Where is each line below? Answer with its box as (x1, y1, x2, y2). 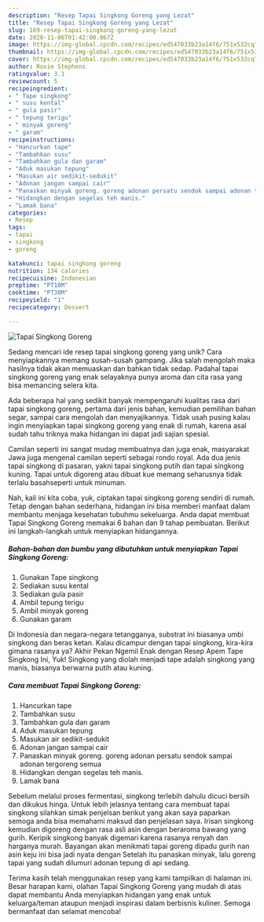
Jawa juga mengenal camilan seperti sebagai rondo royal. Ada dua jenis (8, 453, 241, 462)
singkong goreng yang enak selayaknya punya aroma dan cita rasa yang (8, 372, 243, 381)
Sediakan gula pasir (19, 589, 84, 598)
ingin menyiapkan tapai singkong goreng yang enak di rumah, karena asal (8, 421, 247, 430)
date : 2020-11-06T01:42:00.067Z (8, 33, 114, 42)
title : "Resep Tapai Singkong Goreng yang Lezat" (8, 19, 174, 27)
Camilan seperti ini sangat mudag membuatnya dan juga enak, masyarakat (8, 444, 250, 454)
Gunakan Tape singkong (19, 572, 99, 582)
